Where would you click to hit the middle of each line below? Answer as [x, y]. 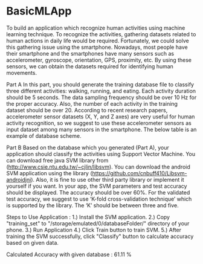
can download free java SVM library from [57, 160]
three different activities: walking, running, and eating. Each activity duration [101, 91]
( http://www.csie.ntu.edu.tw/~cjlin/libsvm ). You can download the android [98, 167]
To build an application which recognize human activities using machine [96, 28]
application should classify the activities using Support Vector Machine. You [101, 154]
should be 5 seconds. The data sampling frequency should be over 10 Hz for [101, 97]
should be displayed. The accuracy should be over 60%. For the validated [98, 192]
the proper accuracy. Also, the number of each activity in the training [92, 103]
